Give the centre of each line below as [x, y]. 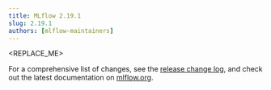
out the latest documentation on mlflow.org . [81, 78]
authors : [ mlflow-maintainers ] [61, 31]
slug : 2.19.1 [30, 23]
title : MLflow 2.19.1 [45, 16]
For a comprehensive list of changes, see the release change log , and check [135, 69]
